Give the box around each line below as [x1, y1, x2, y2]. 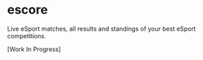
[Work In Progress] [7, 45, 61, 53]
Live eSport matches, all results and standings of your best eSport [7, 25, 196, 33]
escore [7, 2, 48, 18]
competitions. [7, 31, 46, 40]
